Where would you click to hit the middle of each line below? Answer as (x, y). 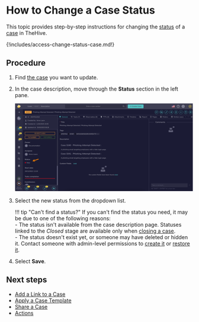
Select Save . (30, 262)
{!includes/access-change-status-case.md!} (60, 44)
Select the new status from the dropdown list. (70, 201)
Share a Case (31, 307)
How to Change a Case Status (81, 10)
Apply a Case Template (43, 300)
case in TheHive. (27, 33)
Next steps (27, 280)
